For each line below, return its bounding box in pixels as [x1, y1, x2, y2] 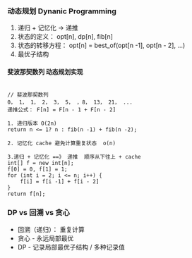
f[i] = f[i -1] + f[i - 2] [20, 178, 100, 185]
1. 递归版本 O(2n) [7, 120, 57, 127]
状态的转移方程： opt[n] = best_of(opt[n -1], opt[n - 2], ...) [17, 41, 186, 50]
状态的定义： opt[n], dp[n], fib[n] [17, 32, 113, 41]
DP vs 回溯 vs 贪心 [7, 208, 71, 218]
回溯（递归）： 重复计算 [17, 225, 85, 233]
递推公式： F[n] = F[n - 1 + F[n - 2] [7, 106, 116, 113]
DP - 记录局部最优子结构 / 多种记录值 [17, 242, 126, 251]
